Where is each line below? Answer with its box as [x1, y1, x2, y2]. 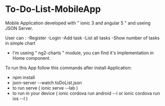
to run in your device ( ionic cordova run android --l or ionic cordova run [12, 90, 160, 96]
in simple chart [5, 40, 36, 46]
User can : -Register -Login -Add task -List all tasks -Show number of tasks [5, 35, 160, 41]
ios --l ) [12, 96, 28, 102]
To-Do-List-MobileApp [5, 3, 101, 15]
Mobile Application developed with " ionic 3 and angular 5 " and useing [5, 20, 151, 26]
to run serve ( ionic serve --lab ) [12, 85, 78, 91]
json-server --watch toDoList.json [12, 80, 82, 86]
